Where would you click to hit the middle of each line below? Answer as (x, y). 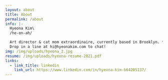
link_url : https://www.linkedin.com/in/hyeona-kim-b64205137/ (80, 70)
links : (12, 60)
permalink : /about (24, 19)
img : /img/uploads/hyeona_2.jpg (39, 51)
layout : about (20, 10)
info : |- (14, 24)
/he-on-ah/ (21, 33)
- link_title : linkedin (34, 65)
